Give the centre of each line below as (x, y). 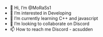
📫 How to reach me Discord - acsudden (51, 29)
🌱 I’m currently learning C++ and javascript (54, 18)
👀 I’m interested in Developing (41, 13)
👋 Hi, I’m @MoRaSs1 (30, 8)
